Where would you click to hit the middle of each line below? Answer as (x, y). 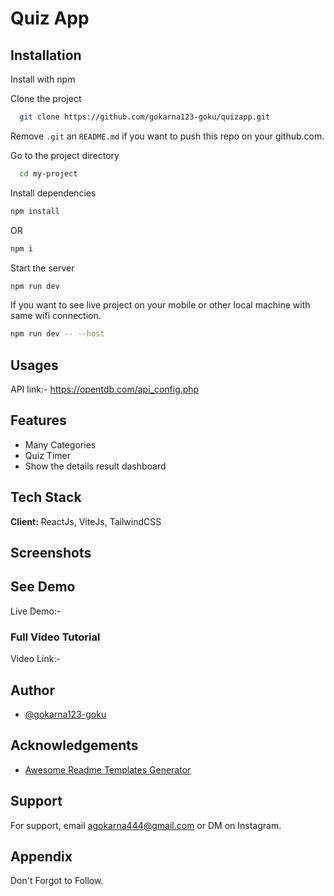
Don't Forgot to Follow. (57, 881)
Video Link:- (35, 659)
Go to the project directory (65, 155)
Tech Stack (46, 497)
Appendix (41, 857)
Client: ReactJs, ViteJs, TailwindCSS (86, 521)
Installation (46, 55)
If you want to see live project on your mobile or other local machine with (160, 305)
